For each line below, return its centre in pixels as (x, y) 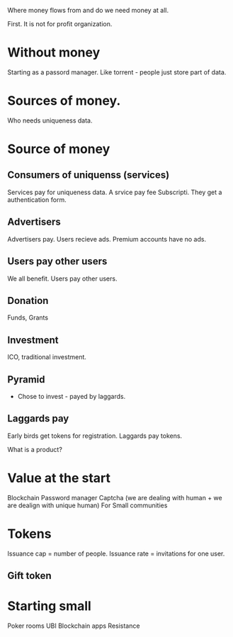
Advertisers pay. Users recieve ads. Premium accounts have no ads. (107, 239)
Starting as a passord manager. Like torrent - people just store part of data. (117, 72)
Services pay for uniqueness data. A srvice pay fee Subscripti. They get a (115, 192)
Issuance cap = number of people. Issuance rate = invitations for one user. (116, 553)
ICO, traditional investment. (47, 357)
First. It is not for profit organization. (60, 24)
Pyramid (26, 379)
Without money (54, 53)
